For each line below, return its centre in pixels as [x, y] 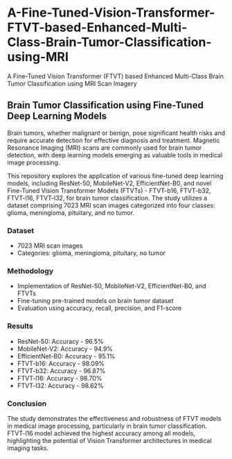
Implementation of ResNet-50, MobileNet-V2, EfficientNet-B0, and [111, 286]
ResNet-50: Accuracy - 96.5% [60, 341]
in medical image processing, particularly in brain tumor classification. [107, 426]
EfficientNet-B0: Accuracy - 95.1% [66, 356]
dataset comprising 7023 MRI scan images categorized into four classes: [111, 205]
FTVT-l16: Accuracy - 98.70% [60, 378]
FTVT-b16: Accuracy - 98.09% [61, 363]
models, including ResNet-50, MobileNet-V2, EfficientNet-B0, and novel [109, 183]
